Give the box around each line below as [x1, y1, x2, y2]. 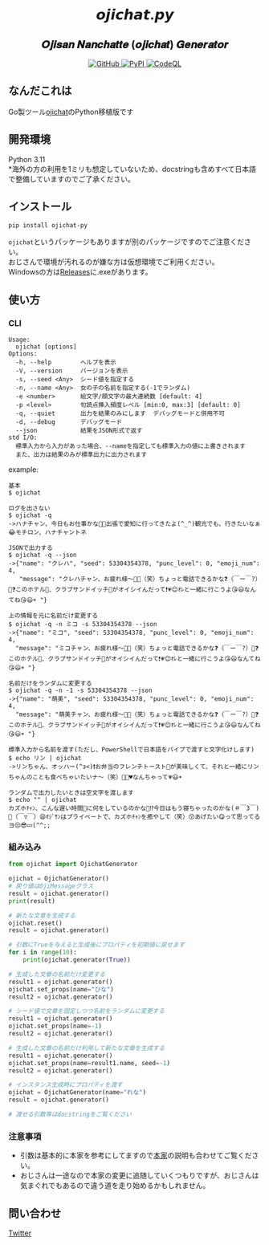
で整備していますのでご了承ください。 [8, 174, 135, 184]
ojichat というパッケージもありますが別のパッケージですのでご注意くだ [8, 237, 245, 246]
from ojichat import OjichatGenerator [8, 861, 138, 869]
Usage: [8, 336, 31, 344]
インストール [8, 200, 72, 214]
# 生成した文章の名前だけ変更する [8, 970, 106, 979]
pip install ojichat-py [8, 222, 88, 230]
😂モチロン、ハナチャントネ [8, 528, 87, 536]
